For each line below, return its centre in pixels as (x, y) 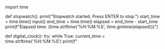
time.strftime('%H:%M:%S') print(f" (41, 41)
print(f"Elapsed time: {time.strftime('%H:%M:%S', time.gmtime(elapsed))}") (82, 27)
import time (17, 7)
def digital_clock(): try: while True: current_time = (55, 36)
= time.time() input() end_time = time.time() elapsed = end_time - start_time (82, 22)
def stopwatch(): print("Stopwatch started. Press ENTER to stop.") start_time (82, 16)
